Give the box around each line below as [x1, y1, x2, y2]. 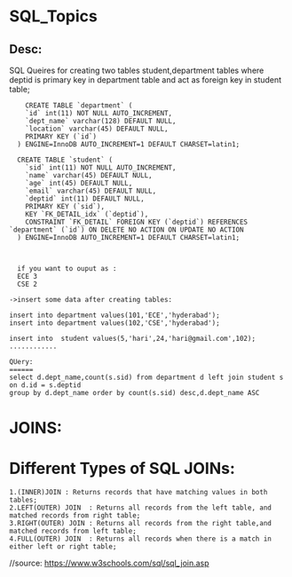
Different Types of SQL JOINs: [9, 459, 235, 478]
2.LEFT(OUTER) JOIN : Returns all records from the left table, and [9, 503, 272, 512]
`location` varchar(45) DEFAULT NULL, [25, 124, 169, 133]
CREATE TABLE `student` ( [17, 155, 114, 164]
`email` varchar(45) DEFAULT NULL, [25, 186, 157, 195]
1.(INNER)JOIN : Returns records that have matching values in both [9, 488, 268, 497]
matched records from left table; [9, 526, 138, 536]
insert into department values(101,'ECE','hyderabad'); [9, 311, 220, 320]
